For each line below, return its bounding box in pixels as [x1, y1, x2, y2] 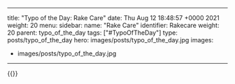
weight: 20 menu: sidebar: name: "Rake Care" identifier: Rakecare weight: [7, 22, 220, 29]
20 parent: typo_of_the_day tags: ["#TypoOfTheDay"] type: [7, 28, 178, 37]
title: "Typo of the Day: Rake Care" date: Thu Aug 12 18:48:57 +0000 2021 [7, 14, 220, 22]
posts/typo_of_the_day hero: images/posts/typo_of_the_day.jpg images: [7, 36, 214, 44]
